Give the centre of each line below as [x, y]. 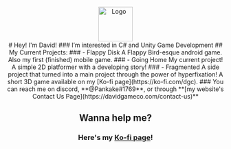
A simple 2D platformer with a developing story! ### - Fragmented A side [115, 67]
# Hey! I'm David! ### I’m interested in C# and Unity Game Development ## [115, 45]
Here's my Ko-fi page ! [115, 138]
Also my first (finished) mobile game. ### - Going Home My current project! [115, 60]
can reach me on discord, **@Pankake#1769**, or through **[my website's [115, 89]
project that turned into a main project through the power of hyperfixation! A [115, 74]
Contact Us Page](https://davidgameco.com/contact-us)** [115, 96]
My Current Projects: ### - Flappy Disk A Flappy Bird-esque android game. [115, 52]
